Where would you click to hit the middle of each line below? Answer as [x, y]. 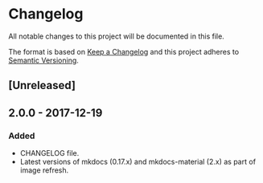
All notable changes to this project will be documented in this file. [117, 36]
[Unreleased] [42, 85]
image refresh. [44, 170]
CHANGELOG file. [49, 153]
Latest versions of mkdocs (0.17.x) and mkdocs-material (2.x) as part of [138, 162]
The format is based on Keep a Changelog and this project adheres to [124, 51]
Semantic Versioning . [43, 60]
